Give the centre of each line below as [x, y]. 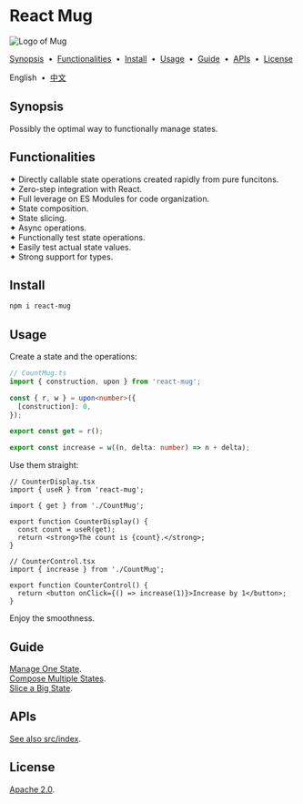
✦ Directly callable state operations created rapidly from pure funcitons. [144, 179]
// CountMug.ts [38, 373]
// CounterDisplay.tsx [52, 482]
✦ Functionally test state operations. [77, 237]
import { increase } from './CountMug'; [87, 570]
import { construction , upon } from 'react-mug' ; [106, 382]
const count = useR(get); [67, 530]
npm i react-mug [40, 306]
